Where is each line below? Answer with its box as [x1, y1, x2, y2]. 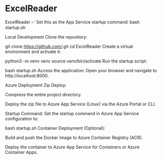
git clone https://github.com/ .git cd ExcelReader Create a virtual [5, 43, 133, 49]
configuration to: [5, 116, 39, 121]
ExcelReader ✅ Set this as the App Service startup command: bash [5, 19, 140, 25]
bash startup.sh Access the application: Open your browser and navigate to [5, 67, 157, 73]
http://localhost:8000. [5, 73, 49, 79]
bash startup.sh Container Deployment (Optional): [5, 125, 105, 131]
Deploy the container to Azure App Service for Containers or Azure [5, 144, 140, 150]
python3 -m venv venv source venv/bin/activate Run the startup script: [5, 58, 147, 64]
